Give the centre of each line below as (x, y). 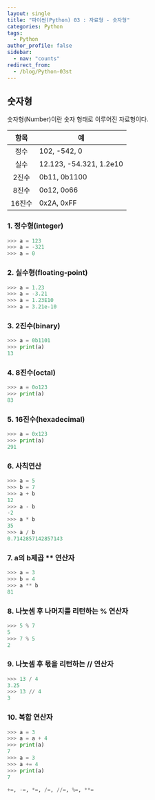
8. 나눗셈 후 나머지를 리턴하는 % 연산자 (68, 611)
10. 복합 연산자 (30, 718)
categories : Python (35, 26)
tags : (15, 33)
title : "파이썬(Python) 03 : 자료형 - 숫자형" (69, 20)
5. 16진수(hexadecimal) (46, 419)
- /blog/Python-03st (43, 71)
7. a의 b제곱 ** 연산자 (41, 558)
